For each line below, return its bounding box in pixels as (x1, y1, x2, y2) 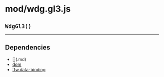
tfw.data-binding (12, 66, 46, 72)
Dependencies (5, 44, 50, 52)
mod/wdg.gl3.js (5, 3, 71, 15)
